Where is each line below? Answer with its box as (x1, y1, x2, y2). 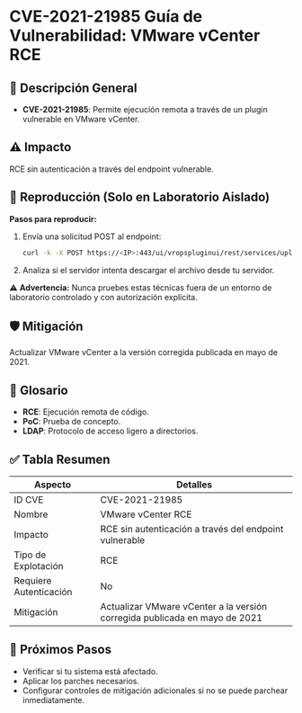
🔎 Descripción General (9, 80, 138, 95)
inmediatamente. (22, 694, 85, 705)
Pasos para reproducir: (9, 213, 97, 224)
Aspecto (34, 478, 72, 491)
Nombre (13, 508, 49, 521)
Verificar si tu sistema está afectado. (22, 665, 159, 676)
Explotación (13, 559, 64, 572)
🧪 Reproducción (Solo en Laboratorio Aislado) (9, 190, 271, 205)
